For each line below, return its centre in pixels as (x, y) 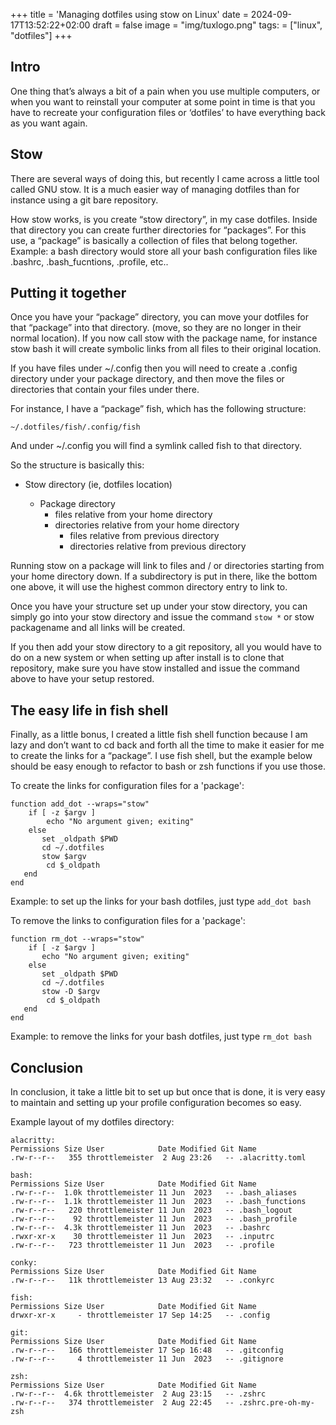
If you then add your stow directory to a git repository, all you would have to (166, 647)
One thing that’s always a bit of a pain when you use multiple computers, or (165, 91)
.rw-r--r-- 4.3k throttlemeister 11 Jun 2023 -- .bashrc (140, 1228)
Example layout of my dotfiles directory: (92, 1122)
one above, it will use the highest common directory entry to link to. (149, 587)
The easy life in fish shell (89, 710)
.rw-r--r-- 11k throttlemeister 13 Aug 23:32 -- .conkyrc (142, 1280)
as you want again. (49, 123)
